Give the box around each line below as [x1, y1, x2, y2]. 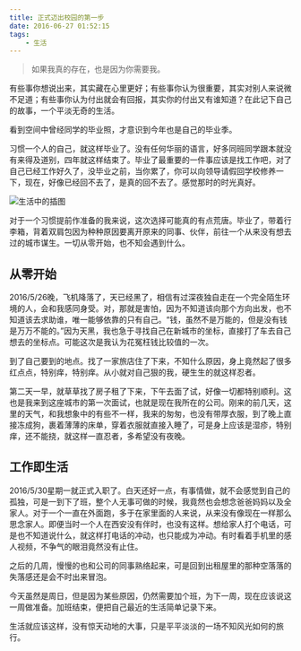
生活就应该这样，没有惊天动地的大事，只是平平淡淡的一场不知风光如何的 [9, 621, 276, 631]
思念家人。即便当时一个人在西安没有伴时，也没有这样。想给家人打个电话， [9, 518, 284, 529]
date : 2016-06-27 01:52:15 [9, 22, 110, 30]
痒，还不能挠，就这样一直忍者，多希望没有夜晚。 [9, 431, 190, 442]
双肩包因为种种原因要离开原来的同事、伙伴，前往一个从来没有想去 [47, 226, 292, 238]
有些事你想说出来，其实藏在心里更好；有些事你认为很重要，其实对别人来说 [9, 82, 284, 94]
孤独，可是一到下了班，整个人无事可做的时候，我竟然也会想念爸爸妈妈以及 [9, 496, 284, 507]
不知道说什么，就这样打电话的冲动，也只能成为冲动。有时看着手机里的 [24, 530, 284, 541]
